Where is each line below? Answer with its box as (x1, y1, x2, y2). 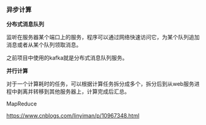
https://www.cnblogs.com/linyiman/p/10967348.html (6, 112, 140, 119)
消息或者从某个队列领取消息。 (6, 41, 82, 48)
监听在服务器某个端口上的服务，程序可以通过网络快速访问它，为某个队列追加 (6, 34, 200, 41)
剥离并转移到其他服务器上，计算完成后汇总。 (17, 88, 130, 96)
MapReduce (6, 100, 37, 108)
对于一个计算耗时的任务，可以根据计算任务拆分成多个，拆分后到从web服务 (6, 80, 194, 88)
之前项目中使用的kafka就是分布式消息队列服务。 (6, 54, 128, 62)
